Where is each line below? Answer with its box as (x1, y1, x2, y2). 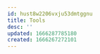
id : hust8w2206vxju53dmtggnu (7, 10, 93, 18)
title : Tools (7, 17, 46, 24)
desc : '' (7, 23, 33, 30)
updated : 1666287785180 (7, 29, 77, 37)
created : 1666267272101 (7, 36, 77, 43)
